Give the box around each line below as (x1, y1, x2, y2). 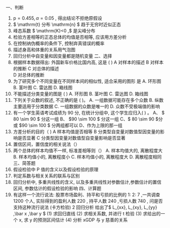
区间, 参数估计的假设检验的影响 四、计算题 (13, 186, 102, 191)
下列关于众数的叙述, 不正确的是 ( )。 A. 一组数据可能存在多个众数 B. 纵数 (13, 97, 164, 103)
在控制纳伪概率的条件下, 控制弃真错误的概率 (13, 40, 105, 46)
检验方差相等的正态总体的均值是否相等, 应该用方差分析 (13, 34, 127, 40)
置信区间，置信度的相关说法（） (13, 141, 80, 147)
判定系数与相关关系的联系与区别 (13, 173, 80, 179)
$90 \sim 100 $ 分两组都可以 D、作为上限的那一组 (19, 123, 123, 128)
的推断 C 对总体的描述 (13, 66, 59, 72)
